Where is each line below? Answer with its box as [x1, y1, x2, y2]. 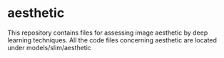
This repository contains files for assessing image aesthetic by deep [7, 28, 208, 37]
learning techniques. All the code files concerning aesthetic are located [7, 35, 218, 44]
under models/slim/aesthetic [7, 43, 91, 52]
